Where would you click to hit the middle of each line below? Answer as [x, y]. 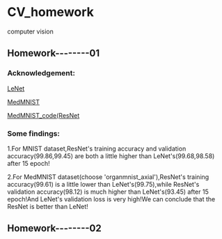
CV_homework [50, 12]
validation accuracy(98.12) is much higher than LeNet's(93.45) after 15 [108, 192]
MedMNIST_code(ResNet [43, 115]
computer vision [31, 31]
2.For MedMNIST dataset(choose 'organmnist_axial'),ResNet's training [108, 177]
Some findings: [34, 133]
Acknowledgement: [41, 73]
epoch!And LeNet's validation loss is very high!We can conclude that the [111, 199]
